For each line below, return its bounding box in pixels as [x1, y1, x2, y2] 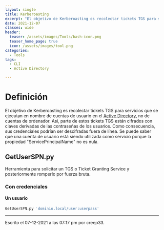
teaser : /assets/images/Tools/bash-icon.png [9, 35, 102, 40]
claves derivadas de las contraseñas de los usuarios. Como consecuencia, [5, 123, 155, 129]
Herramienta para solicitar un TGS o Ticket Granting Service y [5, 166, 129, 171]
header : [5, 30, 21, 35]
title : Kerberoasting [5, 12, 49, 17]
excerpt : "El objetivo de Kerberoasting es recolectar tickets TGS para [5, 16, 156, 21]
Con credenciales [5, 183, 48, 190]
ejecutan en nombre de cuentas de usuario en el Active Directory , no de [5, 113, 150, 119]
